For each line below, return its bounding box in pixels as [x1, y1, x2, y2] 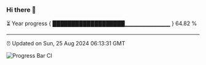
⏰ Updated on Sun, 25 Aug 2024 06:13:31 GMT [6, 40, 126, 47]
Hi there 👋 [6, 6, 37, 14]
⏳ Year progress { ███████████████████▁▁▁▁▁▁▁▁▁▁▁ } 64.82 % [6, 20, 197, 27]
